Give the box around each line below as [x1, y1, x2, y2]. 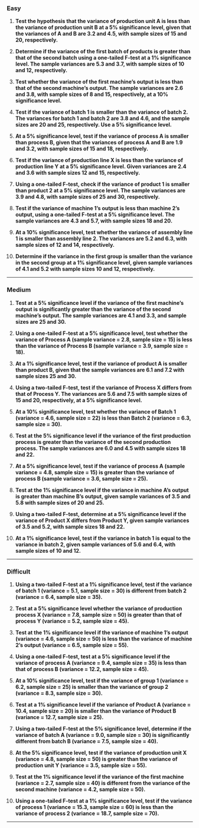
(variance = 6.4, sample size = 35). [15, 593, 103, 600]
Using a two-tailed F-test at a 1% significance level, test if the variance [15, 581, 193, 588]
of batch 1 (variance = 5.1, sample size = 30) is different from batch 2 [15, 587, 187, 594]
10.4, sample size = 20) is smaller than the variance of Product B [15, 707, 177, 714]
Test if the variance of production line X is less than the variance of [15, 157, 184, 164]
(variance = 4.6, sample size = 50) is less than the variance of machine [15, 635, 193, 642]
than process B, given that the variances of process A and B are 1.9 [15, 139, 183, 146]
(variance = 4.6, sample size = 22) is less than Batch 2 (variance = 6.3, [15, 414, 191, 421]
